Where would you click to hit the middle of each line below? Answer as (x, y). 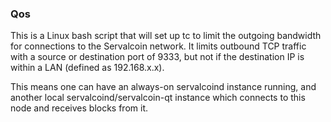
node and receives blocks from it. (79, 108)
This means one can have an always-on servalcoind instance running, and (163, 87)
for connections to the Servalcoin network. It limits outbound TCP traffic (158, 46)
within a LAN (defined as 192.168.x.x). (87, 68)
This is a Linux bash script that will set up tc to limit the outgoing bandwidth (166, 36)
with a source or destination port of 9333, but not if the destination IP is (157, 57)
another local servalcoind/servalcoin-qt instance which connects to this (158, 98)
